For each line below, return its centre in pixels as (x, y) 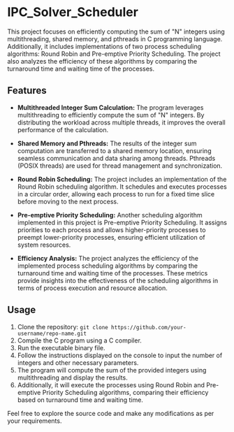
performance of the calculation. (63, 129)
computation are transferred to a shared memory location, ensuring (114, 150)
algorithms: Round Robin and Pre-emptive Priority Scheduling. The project (114, 54)
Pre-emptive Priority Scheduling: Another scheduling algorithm (110, 215)
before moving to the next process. (68, 201)
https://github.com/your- (148, 327)
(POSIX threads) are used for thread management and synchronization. (120, 166)
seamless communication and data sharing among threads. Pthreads (116, 158)
